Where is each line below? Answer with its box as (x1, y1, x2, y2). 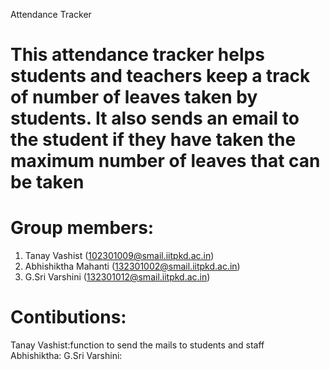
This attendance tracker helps (10, 44, 265, 66)
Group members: (10, 217, 155, 239)
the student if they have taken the (10, 129, 297, 151)
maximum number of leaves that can (10, 150, 321, 173)
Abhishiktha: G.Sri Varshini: (10, 350, 123, 362)
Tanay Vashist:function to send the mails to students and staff (10, 339, 265, 351)
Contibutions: (10, 306, 127, 329)
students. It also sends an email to (10, 107, 300, 130)
